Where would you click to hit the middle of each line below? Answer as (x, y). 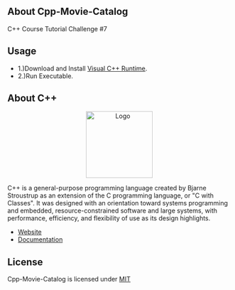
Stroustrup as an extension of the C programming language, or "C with (111, 195)
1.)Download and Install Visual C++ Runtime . (82, 68)
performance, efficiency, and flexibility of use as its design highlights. (109, 218)
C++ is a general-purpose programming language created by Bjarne (107, 188)
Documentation (40, 240)
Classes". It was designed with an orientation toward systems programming (118, 203)
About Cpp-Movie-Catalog (68, 12)
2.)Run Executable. (45, 76)
